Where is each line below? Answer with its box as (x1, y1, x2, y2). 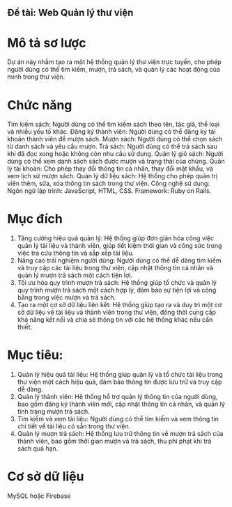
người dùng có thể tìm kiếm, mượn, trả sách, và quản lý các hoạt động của (7, 65, 221, 74)
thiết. (17, 323, 33, 331)
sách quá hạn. (17, 444, 59, 453)
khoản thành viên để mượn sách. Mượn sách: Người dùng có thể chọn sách (7, 135, 223, 143)
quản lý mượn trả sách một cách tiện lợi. (17, 271, 133, 279)
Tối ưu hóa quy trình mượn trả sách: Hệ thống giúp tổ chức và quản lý (17, 279, 217, 287)
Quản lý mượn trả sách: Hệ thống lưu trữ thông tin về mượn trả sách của (17, 430, 224, 438)
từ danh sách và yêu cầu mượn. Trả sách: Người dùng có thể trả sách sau (7, 142, 217, 150)
